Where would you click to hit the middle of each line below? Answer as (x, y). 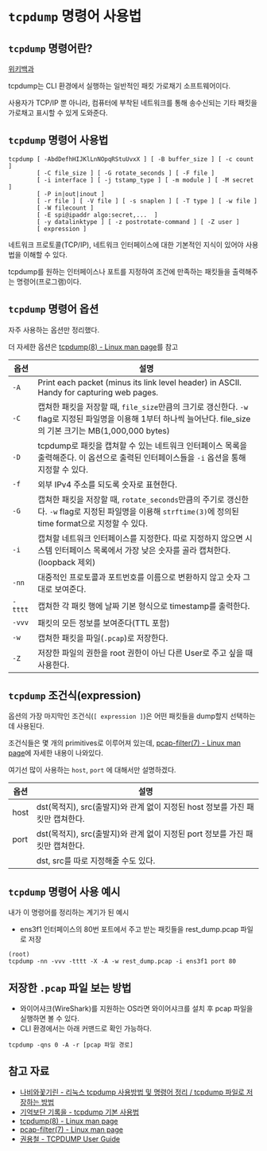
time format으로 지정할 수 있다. (93, 523)
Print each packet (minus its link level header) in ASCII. (140, 382)
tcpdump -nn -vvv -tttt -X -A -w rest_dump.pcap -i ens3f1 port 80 (122, 961)
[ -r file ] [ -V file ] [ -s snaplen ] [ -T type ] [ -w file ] (147, 201)
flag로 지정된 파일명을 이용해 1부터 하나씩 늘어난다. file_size (144, 418)
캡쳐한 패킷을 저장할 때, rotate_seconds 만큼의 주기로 (131, 499)
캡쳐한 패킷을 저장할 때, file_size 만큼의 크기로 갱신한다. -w (143, 407)
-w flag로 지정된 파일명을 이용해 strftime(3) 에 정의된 (144, 511)
